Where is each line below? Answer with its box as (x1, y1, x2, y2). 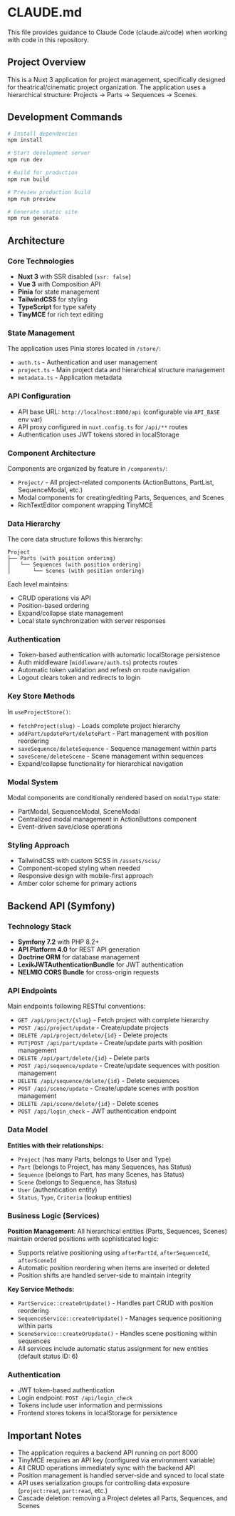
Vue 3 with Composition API (17, 280, 101, 288)
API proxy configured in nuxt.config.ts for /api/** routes (17, 422, 188, 431)
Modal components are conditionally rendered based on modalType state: (7, 794, 221, 802)
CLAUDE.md (7, 4, 83, 21)
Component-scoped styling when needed (17, 864, 140, 872)
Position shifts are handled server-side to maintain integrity (17, 1271, 192, 1280)
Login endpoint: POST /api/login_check (17, 1394, 133, 1402)
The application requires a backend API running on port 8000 (17, 1448, 198, 1457)
